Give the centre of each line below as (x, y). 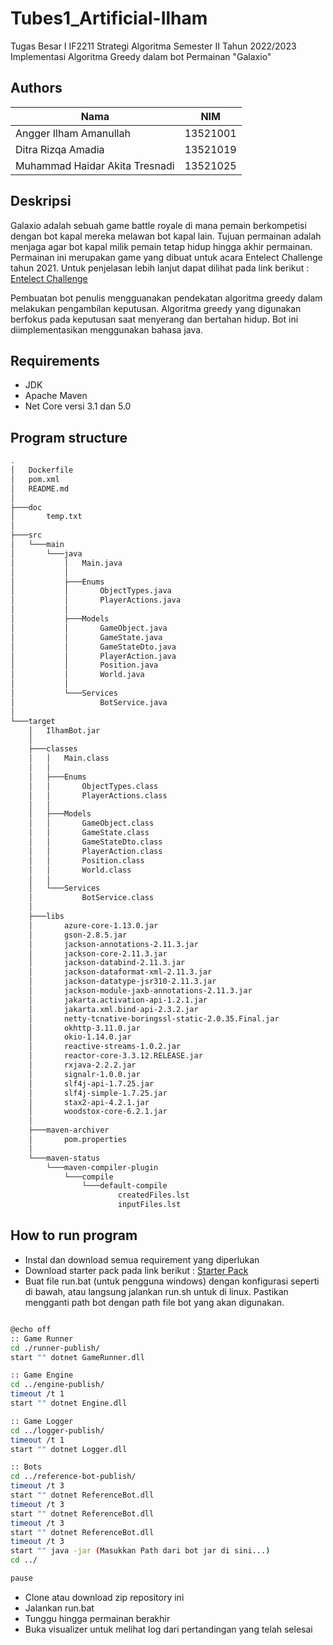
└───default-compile (124, 1186)
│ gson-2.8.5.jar (78, 935)
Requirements (55, 360)
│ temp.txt (46, 517)
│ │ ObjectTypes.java (91, 591)
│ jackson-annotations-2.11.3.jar (113, 944)
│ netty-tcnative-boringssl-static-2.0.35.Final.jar (154, 1018)
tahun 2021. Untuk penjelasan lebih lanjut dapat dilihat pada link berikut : (160, 268)
